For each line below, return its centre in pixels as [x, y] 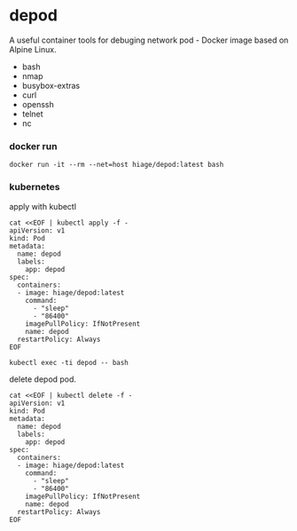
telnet [32, 114]
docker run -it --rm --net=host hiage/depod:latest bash [117, 165]
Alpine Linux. [33, 49]
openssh [38, 104]
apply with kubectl [43, 206]
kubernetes [35, 187]
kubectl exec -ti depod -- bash [69, 362]
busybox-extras [51, 85]
